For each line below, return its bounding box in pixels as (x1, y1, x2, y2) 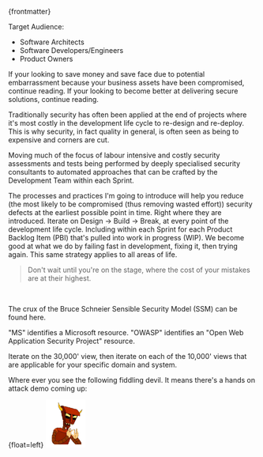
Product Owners (19, 55, 73, 63)
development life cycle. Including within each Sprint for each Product (8, 225, 233, 234)
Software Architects (19, 37, 85, 47)
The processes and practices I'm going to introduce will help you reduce (8, 191, 244, 200)
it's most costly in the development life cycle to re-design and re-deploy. (8, 119, 245, 127)
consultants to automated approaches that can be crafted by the (8, 168, 218, 176)
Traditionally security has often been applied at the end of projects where (8, 110, 247, 119)
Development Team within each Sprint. (8, 176, 134, 185)
